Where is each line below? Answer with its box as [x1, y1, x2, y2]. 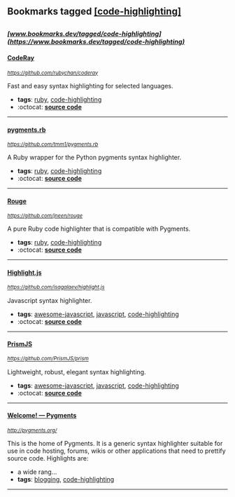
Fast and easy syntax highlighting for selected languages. [7, 81, 173, 90]
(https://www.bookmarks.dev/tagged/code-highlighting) [7, 37, 185, 46]
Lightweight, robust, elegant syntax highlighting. [7, 367, 146, 376]
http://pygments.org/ [7, 427, 57, 434]
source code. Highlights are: [7, 454, 89, 462]
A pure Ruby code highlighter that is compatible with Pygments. [7, 224, 191, 233]
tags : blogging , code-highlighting [17, 475, 115, 483]
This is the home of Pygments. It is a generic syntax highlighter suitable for [7, 440, 223, 447]
